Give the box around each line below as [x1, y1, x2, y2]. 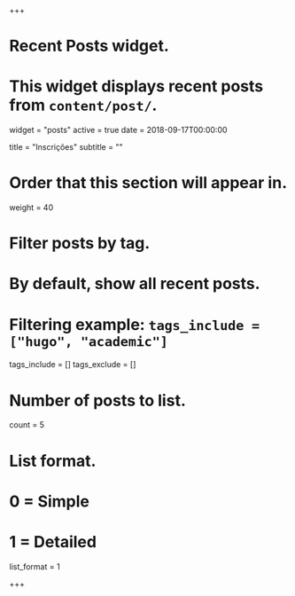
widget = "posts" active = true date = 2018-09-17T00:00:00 [9, 125, 228, 136]
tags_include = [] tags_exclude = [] [9, 359, 136, 370]
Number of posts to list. [9, 390, 186, 411]
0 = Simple [9, 491, 90, 511]
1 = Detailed [9, 531, 97, 552]
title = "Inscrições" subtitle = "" [9, 142, 123, 153]
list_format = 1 [9, 561, 60, 572]
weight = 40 [9, 202, 54, 213]
